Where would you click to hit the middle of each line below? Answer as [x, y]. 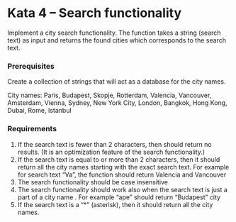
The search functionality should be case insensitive [93, 182]
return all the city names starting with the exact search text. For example [123, 167]
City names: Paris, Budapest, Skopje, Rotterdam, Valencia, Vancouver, [109, 95]
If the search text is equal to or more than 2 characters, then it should [119, 159]
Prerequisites [31, 66]
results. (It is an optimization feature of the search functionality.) [111, 152]
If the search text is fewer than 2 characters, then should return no [114, 144]
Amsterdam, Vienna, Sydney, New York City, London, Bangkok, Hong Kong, [118, 103]
